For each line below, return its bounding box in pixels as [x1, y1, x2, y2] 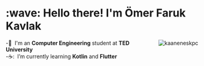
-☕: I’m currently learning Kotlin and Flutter [5, 53, 117, 60]
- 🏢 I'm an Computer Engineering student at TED [5, 39, 129, 46]
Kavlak [5, 19, 42, 33]
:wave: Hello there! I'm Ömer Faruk [5, 6, 186, 20]
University [5, 46, 33, 53]
